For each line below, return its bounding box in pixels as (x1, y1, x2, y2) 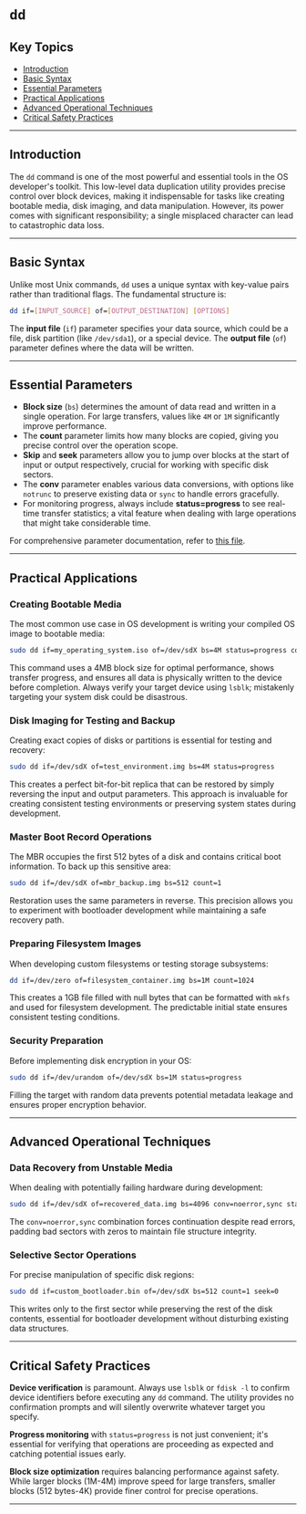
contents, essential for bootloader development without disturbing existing (9, 1313, 290, 1324)
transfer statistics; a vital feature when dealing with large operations (41, 508, 297, 519)
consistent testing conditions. (9, 1011, 120, 1023)
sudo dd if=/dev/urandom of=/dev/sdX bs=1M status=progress (9, 1072, 243, 1082)
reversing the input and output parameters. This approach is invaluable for (9, 788, 289, 799)
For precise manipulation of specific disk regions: (9, 1269, 195, 1280)
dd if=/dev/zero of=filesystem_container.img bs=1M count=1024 (9, 976, 255, 985)
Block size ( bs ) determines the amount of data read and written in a (22, 402, 276, 412)
